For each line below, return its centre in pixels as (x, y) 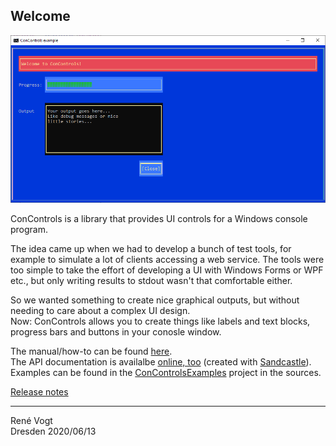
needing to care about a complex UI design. (100, 311)
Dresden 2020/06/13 (53, 431)
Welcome (40, 16)
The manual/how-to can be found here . (91, 351)
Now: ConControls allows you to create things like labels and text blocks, (160, 321)
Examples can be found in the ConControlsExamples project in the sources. (166, 373)
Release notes (39, 392)
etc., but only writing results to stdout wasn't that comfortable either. (151, 281)
